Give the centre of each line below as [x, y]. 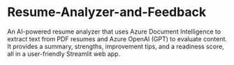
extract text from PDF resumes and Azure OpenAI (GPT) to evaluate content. [117, 38]
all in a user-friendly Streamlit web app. [64, 54]
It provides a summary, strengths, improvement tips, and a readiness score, [116, 46]
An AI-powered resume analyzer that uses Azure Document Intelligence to [114, 31]
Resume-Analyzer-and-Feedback [107, 12]
